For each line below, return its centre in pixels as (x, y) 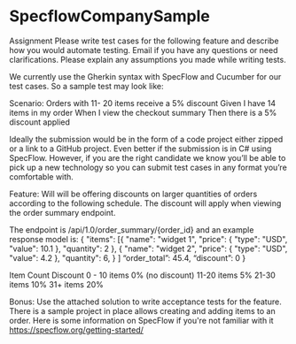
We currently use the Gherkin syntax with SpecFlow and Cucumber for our (145, 76)
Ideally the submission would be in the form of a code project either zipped (146, 139)
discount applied (40, 122)
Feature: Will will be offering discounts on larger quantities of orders (133, 194)
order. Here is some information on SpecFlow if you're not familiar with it (141, 320)
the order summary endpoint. (62, 212)
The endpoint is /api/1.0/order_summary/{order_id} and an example (132, 229)
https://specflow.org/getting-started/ (77, 330)
